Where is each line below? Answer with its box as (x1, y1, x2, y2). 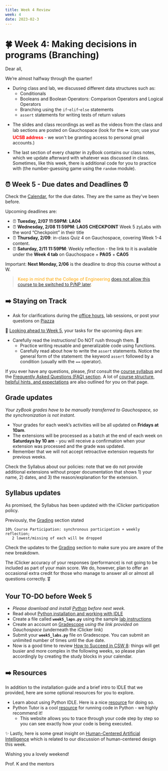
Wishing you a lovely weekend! (5, 751, 69, 757)
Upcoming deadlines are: (5, 209, 57, 215)
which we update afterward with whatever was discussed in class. (12, 155, 149, 161)
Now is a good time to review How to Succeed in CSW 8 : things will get (12, 643, 160, 649)
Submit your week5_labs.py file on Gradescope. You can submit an (12, 632, 149, 638)
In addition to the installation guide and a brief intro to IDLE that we (5, 684, 143, 690)
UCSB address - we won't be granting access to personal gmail (12, 134, 144, 140)
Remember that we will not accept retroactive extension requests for (12, 448, 154, 454)
